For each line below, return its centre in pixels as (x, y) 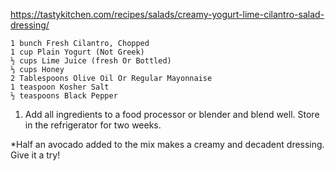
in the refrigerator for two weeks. (93, 125)
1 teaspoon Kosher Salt (60, 87)
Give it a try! (35, 155)
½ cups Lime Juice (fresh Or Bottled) (91, 61)
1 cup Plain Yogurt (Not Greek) (77, 52)
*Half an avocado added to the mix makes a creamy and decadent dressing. (167, 144)
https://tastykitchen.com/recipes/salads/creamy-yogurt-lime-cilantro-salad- (167, 14)
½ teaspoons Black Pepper (64, 96)
